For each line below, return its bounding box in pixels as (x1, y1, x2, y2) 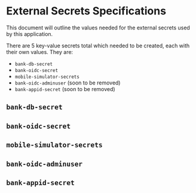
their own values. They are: (6, 48, 73, 55)
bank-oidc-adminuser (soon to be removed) (14, 79, 121, 86)
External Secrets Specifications (6, 4, 166, 18)
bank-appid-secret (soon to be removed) (14, 85, 115, 92)
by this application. (6, 30, 53, 37)
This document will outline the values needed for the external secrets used (6, 24, 190, 31)
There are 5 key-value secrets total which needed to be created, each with (6, 42, 190, 49)
